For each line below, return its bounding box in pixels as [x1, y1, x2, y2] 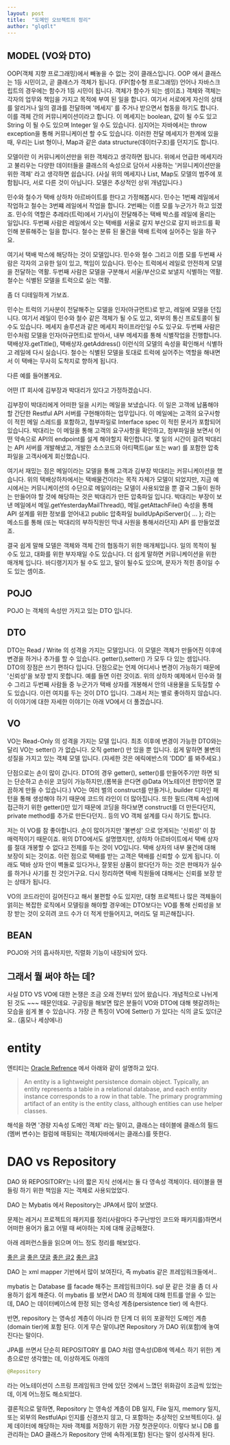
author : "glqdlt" [7, 23, 57, 30]
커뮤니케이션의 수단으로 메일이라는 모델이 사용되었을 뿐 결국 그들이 [30, 484, 209, 492]
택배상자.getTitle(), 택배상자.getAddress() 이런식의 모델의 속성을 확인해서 [7, 340, 205, 348]
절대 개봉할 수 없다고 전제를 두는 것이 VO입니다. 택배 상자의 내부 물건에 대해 [14, 843, 216, 851]
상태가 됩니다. [14, 877, 51, 886]
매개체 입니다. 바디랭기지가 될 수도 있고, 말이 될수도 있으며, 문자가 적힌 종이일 [7, 559, 214, 567]
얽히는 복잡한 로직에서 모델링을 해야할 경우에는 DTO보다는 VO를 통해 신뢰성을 [7, 901, 214, 909]
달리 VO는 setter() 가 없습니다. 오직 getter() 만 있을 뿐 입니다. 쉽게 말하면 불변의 [7, 745, 221, 754]
